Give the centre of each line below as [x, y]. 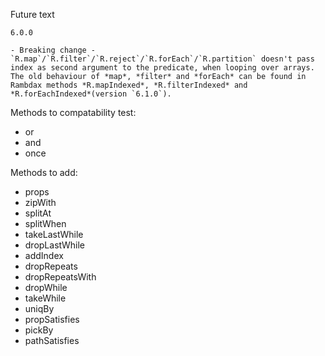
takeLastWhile [54, 234]
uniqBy [39, 308]
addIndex [44, 255]
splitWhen [45, 223]
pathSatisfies [52, 340]
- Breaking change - [53, 50]
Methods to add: [44, 172]
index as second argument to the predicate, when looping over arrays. [162, 68]
